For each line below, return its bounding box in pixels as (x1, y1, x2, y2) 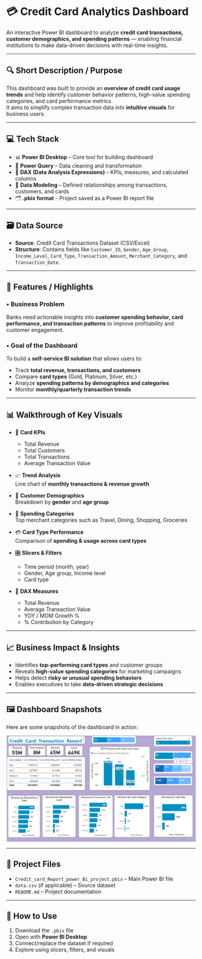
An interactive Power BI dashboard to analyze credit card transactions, (6, 28, 183, 36)
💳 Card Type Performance (14, 528, 84, 536)
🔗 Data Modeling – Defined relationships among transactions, (14, 181, 168, 189)
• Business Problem (6, 299, 65, 308)
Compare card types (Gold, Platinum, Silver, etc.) (14, 373, 137, 380)
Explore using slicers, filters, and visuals (14, 946, 115, 954)
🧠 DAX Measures (14, 588, 59, 595)
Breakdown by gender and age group (14, 498, 109, 506)
